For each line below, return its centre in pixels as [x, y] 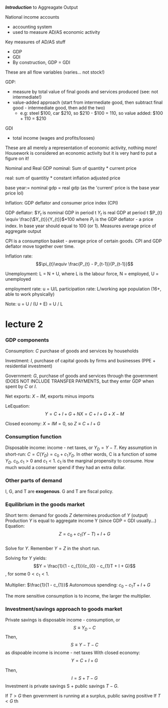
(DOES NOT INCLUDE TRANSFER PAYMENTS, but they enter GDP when [80, 381]
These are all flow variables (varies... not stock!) [55, 72]
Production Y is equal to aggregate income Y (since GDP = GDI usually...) [81, 521]
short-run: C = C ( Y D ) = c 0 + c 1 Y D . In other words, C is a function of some [81, 455]
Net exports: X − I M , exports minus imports [50, 396]
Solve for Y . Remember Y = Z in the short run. [53, 548]
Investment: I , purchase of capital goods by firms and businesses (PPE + [80, 361]
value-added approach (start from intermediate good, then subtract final [88, 102]
